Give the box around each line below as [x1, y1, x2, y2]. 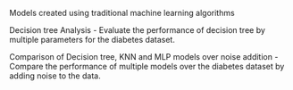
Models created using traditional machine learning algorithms [9, 8, 235, 18]
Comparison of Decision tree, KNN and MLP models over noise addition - [9, 52, 279, 61]
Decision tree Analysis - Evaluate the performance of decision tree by [9, 25, 266, 35]
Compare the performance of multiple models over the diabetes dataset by [9, 61, 285, 71]
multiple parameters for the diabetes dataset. [9, 35, 176, 45]
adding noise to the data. [9, 70, 101, 81]
